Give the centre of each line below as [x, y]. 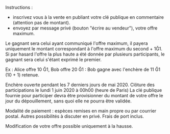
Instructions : [19, 7]
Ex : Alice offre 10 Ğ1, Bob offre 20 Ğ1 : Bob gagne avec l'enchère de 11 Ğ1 [83, 69]
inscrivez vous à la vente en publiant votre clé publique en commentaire [88, 17]
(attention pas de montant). [41, 23]
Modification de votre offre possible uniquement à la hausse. [69, 126]
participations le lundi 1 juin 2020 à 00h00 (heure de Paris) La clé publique [84, 90]
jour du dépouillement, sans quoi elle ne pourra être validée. [68, 101]
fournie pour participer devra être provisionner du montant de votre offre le [84, 96]
